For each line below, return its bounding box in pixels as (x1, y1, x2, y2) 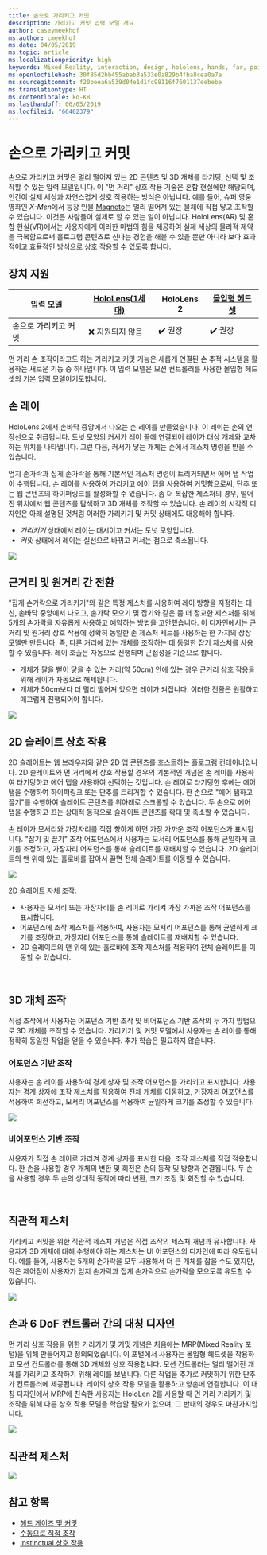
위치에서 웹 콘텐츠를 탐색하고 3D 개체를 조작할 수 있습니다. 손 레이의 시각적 (16, 498, 249, 508)
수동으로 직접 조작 (19, 1528, 75, 1538)
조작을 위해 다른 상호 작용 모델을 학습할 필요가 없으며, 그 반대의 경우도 (8, 1399, 224, 1409)
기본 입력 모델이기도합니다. (22, 374, 106, 383)
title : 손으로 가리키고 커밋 (8, 11, 90, 20)
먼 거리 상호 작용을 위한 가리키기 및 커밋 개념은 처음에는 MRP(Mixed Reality (8, 1340, 244, 1349)
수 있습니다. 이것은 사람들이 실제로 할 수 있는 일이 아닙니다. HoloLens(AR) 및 (8, 211, 246, 221)
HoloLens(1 (93, 293, 139, 304)
